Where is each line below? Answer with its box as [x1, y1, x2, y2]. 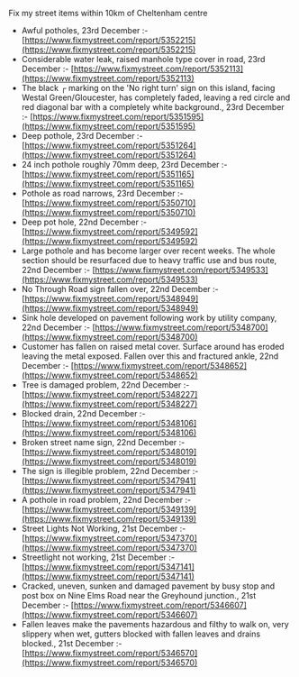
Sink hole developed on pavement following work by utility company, [21, 313, 277, 323]
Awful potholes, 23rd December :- [21, 25, 149, 35]
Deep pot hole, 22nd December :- [21, 216, 148, 227]
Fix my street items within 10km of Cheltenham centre [8, 8, 208, 18]
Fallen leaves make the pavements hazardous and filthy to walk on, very [21, 619, 289, 629]
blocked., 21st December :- [21, 638, 122, 648]
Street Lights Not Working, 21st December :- [21, 523, 186, 534]
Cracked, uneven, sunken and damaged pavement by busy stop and [21, 581, 276, 591]
